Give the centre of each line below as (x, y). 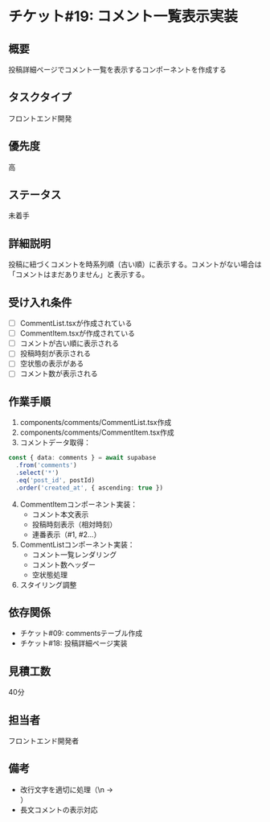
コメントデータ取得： (55, 443)
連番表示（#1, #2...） (66, 534)
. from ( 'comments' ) (47, 465)
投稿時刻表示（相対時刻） (74, 524)
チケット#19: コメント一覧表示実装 (123, 17)
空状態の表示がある (52, 364)
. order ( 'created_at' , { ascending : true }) (89, 488)
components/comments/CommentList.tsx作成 (96, 423)
